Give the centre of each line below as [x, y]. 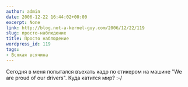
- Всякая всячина [27, 55]
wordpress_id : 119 [28, 44]
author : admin [23, 11]
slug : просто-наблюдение [36, 33]
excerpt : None [23, 22]
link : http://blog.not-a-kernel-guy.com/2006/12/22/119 [75, 28]
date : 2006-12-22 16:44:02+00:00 [47, 17]
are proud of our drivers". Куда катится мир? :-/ [64, 78]
